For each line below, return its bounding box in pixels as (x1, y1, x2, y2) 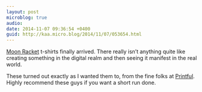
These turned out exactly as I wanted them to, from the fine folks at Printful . (6, 73, 195, 80)
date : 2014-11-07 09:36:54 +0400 (6, 25, 91, 32)
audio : (6, 20, 23, 26)
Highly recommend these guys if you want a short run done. (6, 79, 156, 87)
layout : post (6, 8, 39, 15)
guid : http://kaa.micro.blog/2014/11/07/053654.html (6, 31, 142, 38)
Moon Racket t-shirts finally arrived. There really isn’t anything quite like (6, 48, 186, 55)
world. (6, 61, 22, 68)
